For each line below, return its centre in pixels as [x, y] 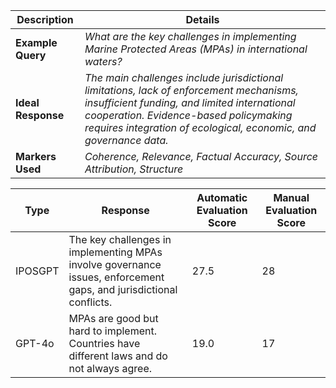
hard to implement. [112, 331]
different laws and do [118, 356]
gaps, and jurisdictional [123, 289]
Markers [36, 156]
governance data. [126, 140]
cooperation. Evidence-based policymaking [188, 115]
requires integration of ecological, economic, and [200, 127]
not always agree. [110, 368]
